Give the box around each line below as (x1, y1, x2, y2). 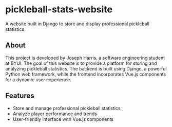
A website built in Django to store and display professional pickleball (5, 21, 150, 27)
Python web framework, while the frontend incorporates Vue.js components (5, 71, 166, 77)
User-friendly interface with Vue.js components (12, 116, 114, 122)
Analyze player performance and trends (12, 111, 98, 117)
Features (5, 92, 34, 100)
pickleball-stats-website (5, 4, 113, 15)
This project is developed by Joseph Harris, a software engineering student (5, 55, 165, 61)
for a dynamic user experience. (5, 76, 72, 83)
